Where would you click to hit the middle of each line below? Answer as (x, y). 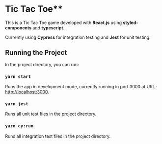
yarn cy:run (19, 126)
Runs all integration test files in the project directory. (58, 136)
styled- (130, 23)
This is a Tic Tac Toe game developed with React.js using (64, 23)
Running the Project (36, 53)
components (18, 27)
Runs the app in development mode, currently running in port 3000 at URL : (81, 87)
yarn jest (17, 104)
